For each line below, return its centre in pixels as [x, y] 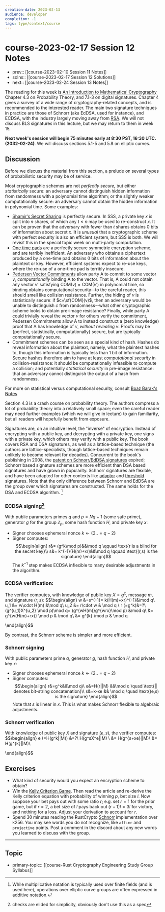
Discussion [23, 159]
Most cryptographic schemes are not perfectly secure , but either [71, 186]
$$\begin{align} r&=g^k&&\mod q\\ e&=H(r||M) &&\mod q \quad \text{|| [86, 686]
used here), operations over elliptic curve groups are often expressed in [85, 890]
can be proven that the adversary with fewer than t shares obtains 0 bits [85, 227]
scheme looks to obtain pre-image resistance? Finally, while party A [81, 311]
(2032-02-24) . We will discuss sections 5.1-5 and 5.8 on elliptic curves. [78, 144]
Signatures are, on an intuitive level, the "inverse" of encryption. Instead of [81, 428]
